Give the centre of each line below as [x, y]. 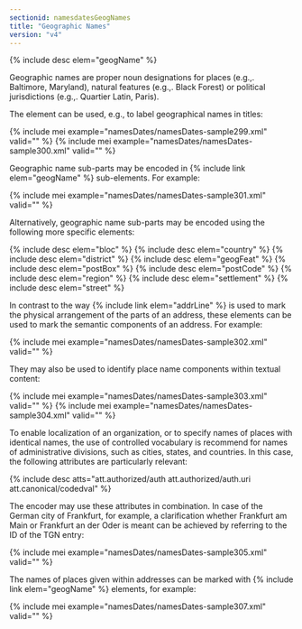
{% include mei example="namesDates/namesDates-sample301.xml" [137, 196]
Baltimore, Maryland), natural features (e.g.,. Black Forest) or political [137, 88]
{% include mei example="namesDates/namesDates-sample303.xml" [138, 396]
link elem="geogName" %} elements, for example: [103, 589]
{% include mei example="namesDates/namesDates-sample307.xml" [138, 606]
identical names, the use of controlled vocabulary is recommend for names [149, 442]
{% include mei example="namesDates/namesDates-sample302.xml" [138, 342]
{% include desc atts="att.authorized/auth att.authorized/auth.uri [130, 479]
